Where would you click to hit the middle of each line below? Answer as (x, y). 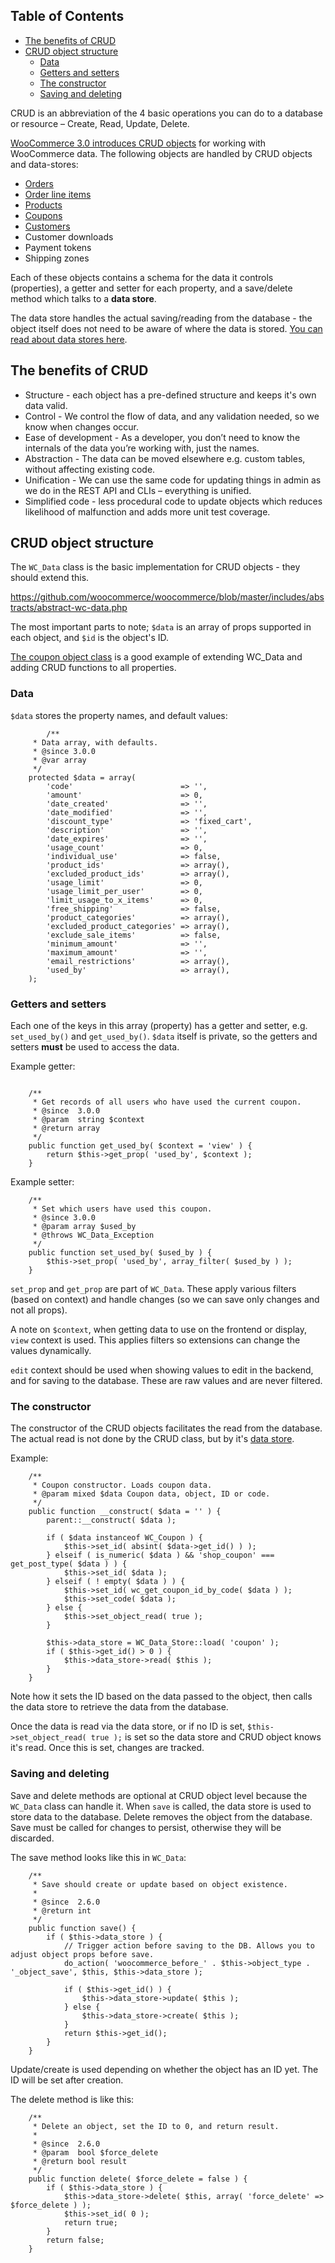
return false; (75, 2240)
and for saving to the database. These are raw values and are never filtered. (166, 1381)
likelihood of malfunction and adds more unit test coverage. (147, 511)
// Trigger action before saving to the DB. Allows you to (189, 1945)
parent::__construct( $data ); (111, 1520)
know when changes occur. (81, 426)
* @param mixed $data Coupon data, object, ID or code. (151, 1494)
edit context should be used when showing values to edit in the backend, (162, 1370)
